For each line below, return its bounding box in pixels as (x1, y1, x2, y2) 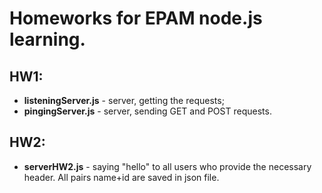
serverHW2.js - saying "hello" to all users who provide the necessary (23, 160, 312, 172)
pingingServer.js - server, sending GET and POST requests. (23, 105, 272, 117)
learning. (9, 28, 86, 51)
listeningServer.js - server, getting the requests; (23, 95, 225, 106)
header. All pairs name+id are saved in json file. (23, 171, 220, 183)
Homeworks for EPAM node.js (9, 7, 263, 30)
